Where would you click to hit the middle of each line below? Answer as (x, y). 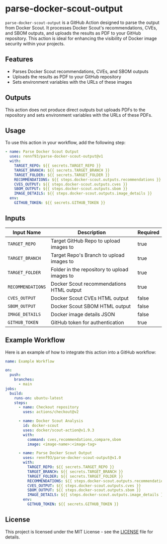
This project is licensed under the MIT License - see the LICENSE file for (79, 532)
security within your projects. (35, 43)
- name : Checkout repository (48, 407)
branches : (24, 379)
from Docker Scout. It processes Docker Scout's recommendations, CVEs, (81, 27)
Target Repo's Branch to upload (87, 255)
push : (15, 375)
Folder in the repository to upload (89, 269)
